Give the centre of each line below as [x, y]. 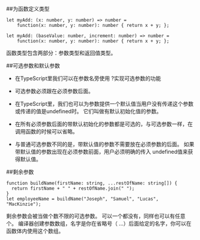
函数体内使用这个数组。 [35, 231]
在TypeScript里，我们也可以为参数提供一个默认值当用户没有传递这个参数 [104, 104]
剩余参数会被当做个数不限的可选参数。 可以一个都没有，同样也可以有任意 [96, 216]
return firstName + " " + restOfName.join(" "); [73, 189]
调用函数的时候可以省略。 [46, 131]
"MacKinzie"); [24, 204]
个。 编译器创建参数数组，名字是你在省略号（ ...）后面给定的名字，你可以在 [99, 224]
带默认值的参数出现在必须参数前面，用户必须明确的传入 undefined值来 [101, 152]
